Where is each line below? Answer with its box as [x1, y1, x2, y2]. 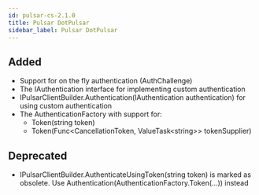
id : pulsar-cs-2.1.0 [8, 11, 76, 20]
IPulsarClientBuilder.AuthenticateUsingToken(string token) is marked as [19, 170, 252, 179]
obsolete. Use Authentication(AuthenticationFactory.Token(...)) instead [19, 178, 250, 187]
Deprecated [8, 149, 68, 162]
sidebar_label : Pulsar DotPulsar [8, 26, 118, 34]
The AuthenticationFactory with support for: [19, 109, 163, 119]
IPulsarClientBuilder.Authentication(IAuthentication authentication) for [19, 93, 246, 102]
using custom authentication [19, 101, 113, 111]
